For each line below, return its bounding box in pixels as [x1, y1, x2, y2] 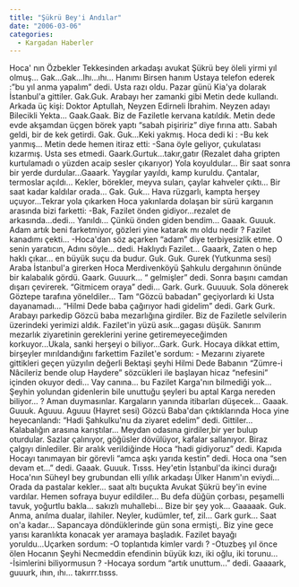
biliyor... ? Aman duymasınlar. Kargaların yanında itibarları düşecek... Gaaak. [9, 396, 289, 407]
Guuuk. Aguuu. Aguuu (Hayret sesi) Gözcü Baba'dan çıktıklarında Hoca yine [9, 405, 289, 417]
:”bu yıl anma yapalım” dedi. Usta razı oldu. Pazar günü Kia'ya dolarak [9, 82, 267, 92]
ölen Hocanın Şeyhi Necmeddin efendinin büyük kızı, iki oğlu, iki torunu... [9, 548, 278, 559]
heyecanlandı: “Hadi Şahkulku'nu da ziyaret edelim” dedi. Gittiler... [9, 415, 253, 426]
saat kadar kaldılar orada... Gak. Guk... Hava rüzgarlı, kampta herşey [9, 186, 261, 197]
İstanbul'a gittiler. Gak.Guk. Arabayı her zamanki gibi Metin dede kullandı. [9, 91, 279, 102]
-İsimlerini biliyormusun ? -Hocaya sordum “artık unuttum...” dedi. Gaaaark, [9, 557, 286, 569]
